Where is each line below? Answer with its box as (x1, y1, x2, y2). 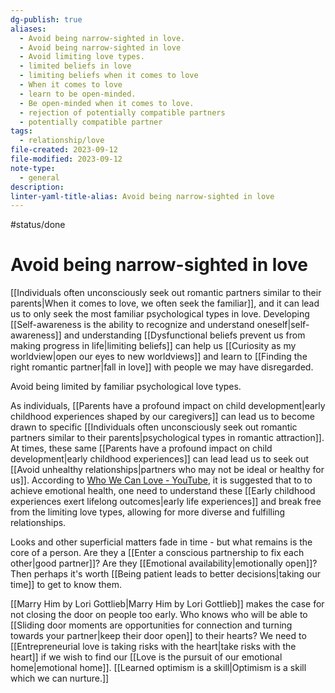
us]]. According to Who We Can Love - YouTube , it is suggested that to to (10, 474, 313, 486)
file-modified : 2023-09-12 (10, 154, 123, 164)
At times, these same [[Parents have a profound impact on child (10, 442, 273, 455)
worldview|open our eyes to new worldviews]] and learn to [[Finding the (10, 351, 308, 363)
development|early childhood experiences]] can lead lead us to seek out (10, 453, 310, 465)
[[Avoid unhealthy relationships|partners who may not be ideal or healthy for (10, 464, 325, 476)
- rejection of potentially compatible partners (19, 107, 226, 118)
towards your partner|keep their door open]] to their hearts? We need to (10, 630, 307, 642)
